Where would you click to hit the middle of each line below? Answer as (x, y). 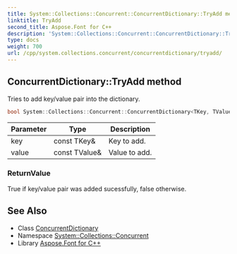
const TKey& (74, 140)
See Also (27, 211)
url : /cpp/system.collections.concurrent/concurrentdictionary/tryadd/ (115, 54)
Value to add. (130, 152)
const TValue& (78, 152)
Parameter (29, 129)
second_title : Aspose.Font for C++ (60, 27)
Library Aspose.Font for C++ (59, 243)
